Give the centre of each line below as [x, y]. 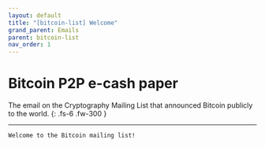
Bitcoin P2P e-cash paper [93, 84]
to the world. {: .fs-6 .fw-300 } [58, 114]
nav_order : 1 [30, 45]
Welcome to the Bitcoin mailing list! [72, 136]
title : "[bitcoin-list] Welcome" [63, 23]
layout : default [35, 15]
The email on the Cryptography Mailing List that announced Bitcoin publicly [131, 105]
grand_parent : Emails [44, 30]
